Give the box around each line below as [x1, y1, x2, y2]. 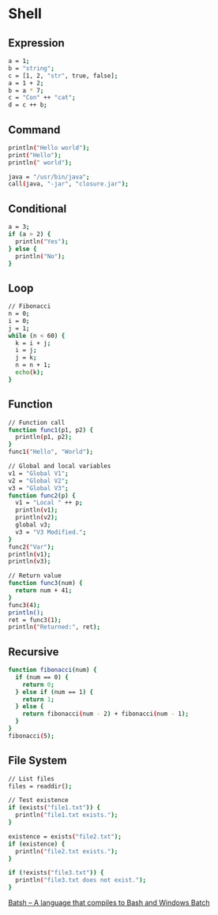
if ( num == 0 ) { [15, 673, 69, 681]
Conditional [8, 202, 67, 216]
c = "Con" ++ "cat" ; [8, 94, 77, 102]
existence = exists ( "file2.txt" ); [8, 832, 122, 841]
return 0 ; [22, 681, 55, 688]
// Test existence [8, 797, 69, 804]
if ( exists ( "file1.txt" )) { [8, 804, 101, 812]
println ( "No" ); [15, 252, 66, 261]
